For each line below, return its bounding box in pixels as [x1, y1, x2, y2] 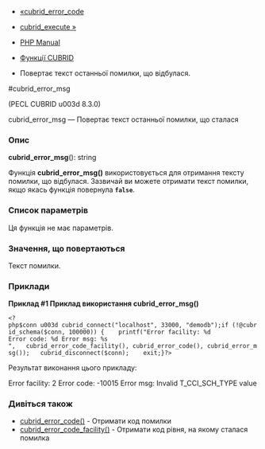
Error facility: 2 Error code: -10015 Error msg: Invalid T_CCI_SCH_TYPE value [8, 378, 258, 388]
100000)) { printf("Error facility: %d [68, 328, 212, 337]
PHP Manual [19, 37, 61, 47]
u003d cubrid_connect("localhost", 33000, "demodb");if [40, 322, 229, 330]
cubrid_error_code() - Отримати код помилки [19, 416, 172, 426]
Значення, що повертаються [8, 243, 125, 254]
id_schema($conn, [8, 328, 66, 337]
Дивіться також [8, 398, 73, 409]
